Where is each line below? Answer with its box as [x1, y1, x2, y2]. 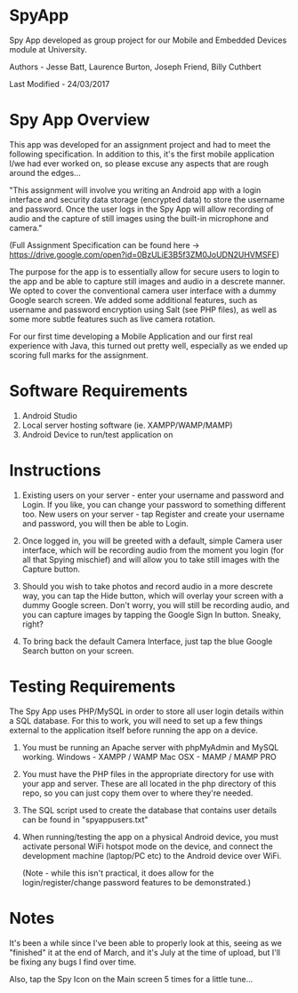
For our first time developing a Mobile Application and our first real [9, 331, 254, 341]
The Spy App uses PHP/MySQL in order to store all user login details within [9, 706, 285, 717]
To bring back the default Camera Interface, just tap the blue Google [21, 636, 273, 646]
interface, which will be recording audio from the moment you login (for [21, 544, 285, 556]
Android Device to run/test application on [21, 428, 173, 440]
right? [21, 619, 44, 629]
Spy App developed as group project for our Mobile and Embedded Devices [9, 35, 287, 45]
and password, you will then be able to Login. [21, 517, 189, 529]
